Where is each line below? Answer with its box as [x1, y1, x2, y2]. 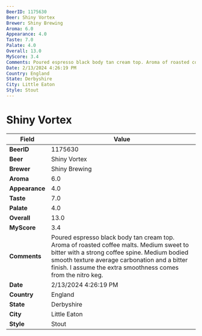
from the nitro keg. [50, 270, 103, 279]
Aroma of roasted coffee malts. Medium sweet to [50, 240, 189, 249]
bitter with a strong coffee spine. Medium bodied [50, 248, 189, 257]
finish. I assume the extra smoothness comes [50, 263, 179, 272]
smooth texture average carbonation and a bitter [50, 255, 188, 264]
